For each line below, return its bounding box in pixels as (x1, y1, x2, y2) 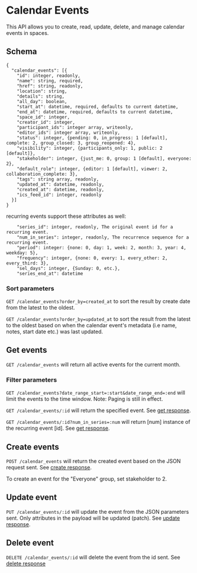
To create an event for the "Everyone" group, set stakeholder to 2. (6, 475, 167, 482)
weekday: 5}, (6, 250, 38, 256)
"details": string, (17, 93, 65, 99)
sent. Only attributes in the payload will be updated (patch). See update (6, 514, 180, 522)
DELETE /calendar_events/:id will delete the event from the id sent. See (6, 553, 180, 561)
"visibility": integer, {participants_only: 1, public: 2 (17, 145, 163, 151)
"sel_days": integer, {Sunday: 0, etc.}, (17, 265, 120, 271)
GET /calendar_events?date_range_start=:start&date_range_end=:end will (6, 389, 185, 397)
